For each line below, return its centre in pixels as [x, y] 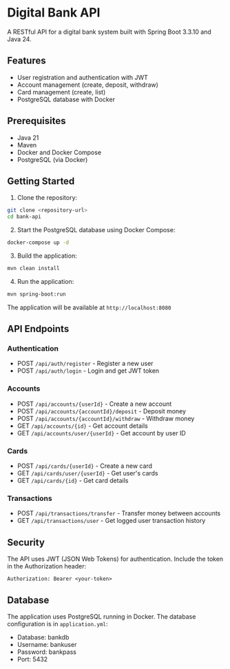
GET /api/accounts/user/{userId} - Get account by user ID [101, 433]
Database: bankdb [43, 637]
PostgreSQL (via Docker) [52, 159]
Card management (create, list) [61, 92]
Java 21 [28, 137]
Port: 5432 [32, 659]
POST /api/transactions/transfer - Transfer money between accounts [119, 513]
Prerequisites [36, 121]
